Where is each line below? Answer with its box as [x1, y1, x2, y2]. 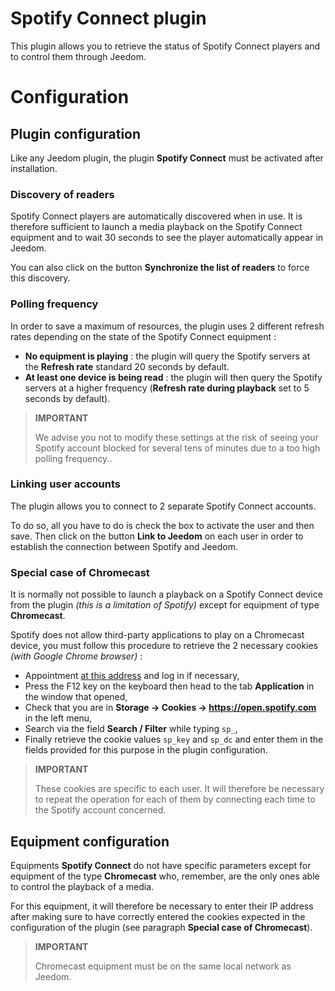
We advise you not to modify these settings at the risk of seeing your [34, 431, 319, 443]
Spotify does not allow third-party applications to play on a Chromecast [10, 629, 305, 641]
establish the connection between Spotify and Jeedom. [10, 540, 239, 552]
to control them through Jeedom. [10, 50, 147, 62]
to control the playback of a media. [10, 880, 155, 892]
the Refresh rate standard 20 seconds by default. [24, 360, 230, 372]
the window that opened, [24, 691, 128, 703]
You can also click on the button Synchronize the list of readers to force [10, 262, 310, 274]
